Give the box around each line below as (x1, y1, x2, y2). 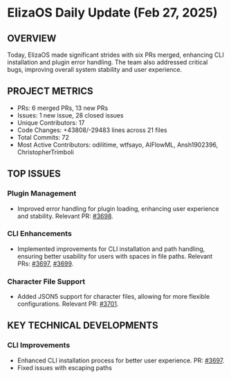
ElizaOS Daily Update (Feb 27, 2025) (7, 5, 218, 21)
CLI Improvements (7, 340, 71, 350)
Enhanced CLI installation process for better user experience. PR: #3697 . (17, 356, 225, 364)
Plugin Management (7, 189, 77, 198)
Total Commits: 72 (17, 133, 69, 141)
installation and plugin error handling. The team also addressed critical (7, 58, 208, 66)
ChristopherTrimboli (17, 147, 74, 156)
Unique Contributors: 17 (17, 118, 85, 127)
